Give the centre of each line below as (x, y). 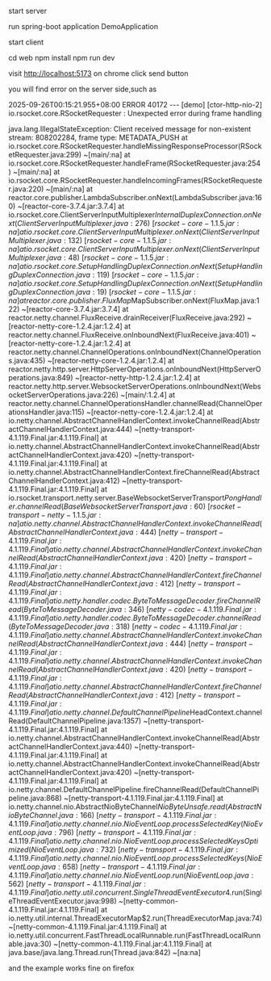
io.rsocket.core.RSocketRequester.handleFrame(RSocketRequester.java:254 (135, 163)
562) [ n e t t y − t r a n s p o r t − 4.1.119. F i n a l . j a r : (77, 884)
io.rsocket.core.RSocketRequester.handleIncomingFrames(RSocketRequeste (135, 180)
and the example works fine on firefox (71, 968)
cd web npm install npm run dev (62, 58)
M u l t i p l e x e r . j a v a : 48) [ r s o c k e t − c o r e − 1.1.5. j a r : (89, 258)
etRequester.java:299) (45, 155)
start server (27, 11)
